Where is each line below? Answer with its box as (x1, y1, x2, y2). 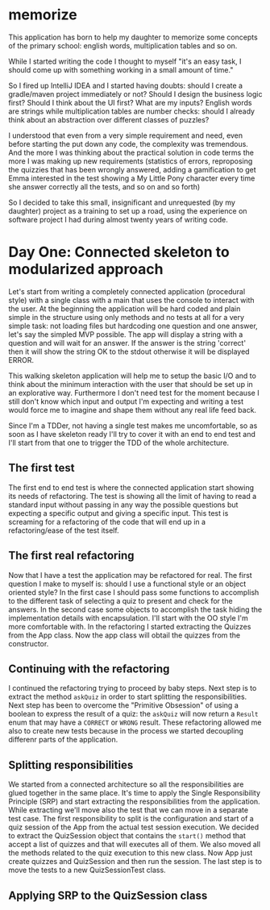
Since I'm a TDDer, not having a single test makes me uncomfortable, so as (8, 421, 258, 430)
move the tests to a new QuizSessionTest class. (8, 865, 167, 875)
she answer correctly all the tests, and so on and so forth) (8, 181, 201, 191)
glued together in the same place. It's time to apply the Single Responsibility (8, 788, 260, 798)
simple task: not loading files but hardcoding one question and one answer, (8, 321, 258, 330)
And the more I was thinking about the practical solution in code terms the (8, 148, 254, 157)
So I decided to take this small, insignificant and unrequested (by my (8, 197, 236, 207)
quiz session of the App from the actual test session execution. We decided (8, 822, 260, 832)
